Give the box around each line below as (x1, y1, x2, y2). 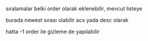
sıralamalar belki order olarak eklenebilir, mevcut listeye (5, 5, 143, 12)
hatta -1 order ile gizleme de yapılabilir (5, 28, 100, 35)
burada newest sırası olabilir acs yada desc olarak (5, 17, 129, 23)
